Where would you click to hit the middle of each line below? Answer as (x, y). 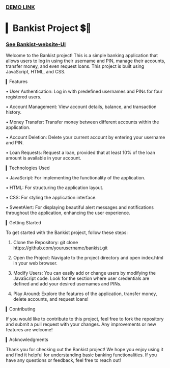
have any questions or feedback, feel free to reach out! (63, 360)
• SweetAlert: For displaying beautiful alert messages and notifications (80, 207)
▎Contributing (21, 309)
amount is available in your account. (44, 158)
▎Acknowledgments (27, 339)
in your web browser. (35, 263)
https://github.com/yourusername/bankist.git (60, 248)
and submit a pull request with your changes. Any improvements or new (81, 324)
